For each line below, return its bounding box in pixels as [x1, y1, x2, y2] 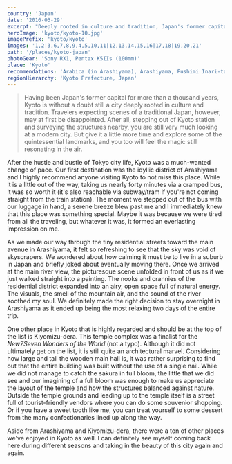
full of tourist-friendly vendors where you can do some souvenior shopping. [7, 399, 223, 407]
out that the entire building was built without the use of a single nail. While [7, 362, 217, 371]
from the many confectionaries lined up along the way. [7, 413, 162, 422]
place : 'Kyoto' [7, 62, 51, 69]
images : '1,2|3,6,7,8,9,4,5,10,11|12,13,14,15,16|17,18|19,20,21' [7, 42, 202, 49]
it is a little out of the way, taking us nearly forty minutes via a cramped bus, [7, 181, 223, 189]
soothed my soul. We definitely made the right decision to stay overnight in [7, 297, 220, 305]
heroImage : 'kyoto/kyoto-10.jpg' [7, 29, 104, 37]
